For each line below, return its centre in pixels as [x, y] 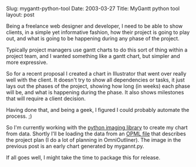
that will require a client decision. [46, 98]
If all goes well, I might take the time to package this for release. [83, 157]
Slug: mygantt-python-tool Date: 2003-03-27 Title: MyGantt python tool [93, 8]
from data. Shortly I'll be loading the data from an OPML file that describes [96, 134]
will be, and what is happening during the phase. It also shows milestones [95, 92]
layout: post [20, 15]
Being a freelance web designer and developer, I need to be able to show [94, 26]
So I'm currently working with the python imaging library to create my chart [97, 127]
